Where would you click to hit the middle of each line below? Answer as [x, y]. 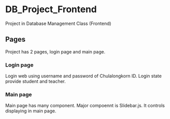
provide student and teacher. [36, 81]
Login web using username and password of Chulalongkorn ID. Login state [83, 76]
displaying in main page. [31, 111]
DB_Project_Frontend [51, 9]
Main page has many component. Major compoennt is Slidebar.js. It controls [85, 106]
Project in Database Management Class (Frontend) [58, 23]
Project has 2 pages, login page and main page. [55, 51]
